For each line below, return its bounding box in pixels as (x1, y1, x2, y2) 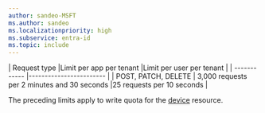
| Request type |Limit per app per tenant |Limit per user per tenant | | (8, 63, 233, 72)
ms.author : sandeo (8, 19, 69, 27)
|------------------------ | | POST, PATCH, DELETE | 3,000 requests (26, 72, 247, 81)
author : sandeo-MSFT (8, 11, 77, 20)
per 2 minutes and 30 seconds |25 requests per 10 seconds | (8, 80, 208, 90)
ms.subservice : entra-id (8, 33, 91, 42)
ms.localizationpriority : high (8, 26, 112, 34)
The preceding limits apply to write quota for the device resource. (8, 95, 224, 105)
